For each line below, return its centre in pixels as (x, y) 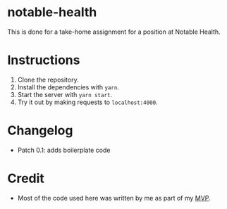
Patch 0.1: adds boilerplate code (64, 150)
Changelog (40, 131)
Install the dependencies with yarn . (68, 87)
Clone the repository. (48, 80)
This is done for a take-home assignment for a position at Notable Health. (114, 32)
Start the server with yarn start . (65, 94)
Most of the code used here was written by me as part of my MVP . (114, 198)
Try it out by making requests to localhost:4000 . (87, 102)
